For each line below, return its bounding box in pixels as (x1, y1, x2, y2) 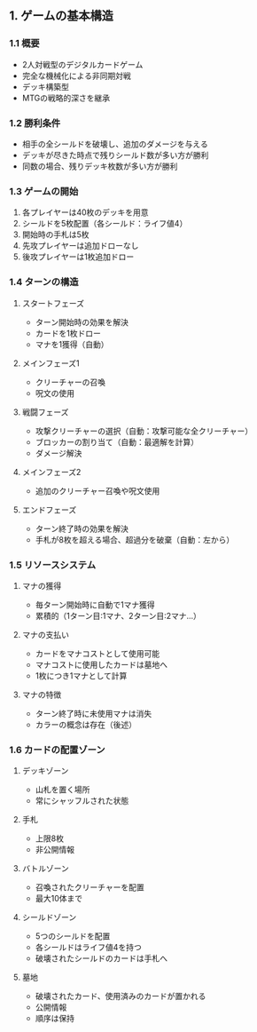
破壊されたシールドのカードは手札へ (35, 953, 168, 964)
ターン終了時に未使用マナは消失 (35, 708, 152, 718)
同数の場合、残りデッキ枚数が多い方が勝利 (21, 161, 178, 171)
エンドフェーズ (21, 504, 77, 515)
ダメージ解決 (35, 448, 82, 458)
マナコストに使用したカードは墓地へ (35, 659, 168, 670)
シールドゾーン (21, 912, 77, 923)
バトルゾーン (21, 863, 69, 874)
